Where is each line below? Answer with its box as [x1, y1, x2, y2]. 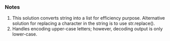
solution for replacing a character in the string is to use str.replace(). [12, 20, 155, 26]
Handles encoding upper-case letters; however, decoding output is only [12, 26, 163, 32]
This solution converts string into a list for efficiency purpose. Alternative [12, 15, 165, 21]
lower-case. [12, 31, 38, 37]
